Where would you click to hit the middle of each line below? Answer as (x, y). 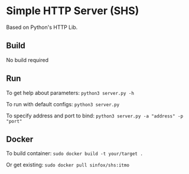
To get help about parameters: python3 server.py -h (70, 93)
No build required (27, 60)
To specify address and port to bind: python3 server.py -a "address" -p (95, 116)
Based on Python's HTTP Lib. (42, 27)
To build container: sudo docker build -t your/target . (75, 153)
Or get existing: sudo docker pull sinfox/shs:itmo (68, 165)
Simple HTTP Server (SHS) (73, 11)
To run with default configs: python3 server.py (63, 104)
